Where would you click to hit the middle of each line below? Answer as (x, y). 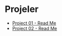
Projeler (22, 9)
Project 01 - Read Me (34, 23)
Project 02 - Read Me (35, 28)
